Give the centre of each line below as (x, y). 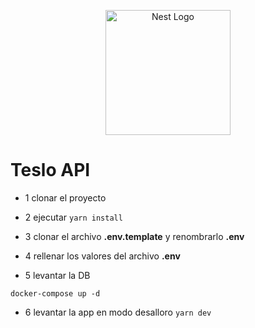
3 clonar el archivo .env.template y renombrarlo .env (134, 236)
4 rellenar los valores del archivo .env (102, 256)
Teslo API (50, 170)
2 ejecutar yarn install (73, 217)
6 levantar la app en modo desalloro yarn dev (118, 312)
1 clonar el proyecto (65, 197)
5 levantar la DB (57, 275)
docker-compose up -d (55, 293)
